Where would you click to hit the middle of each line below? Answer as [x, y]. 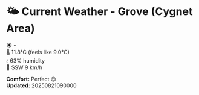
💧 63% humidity [26, 60]
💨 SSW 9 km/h [24, 67]
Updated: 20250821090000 [41, 85]
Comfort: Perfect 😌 [31, 79]
